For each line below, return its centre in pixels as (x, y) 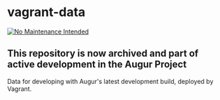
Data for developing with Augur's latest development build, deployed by (110, 81)
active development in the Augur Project (97, 65)
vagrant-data (46, 12)
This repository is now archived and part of (103, 53)
